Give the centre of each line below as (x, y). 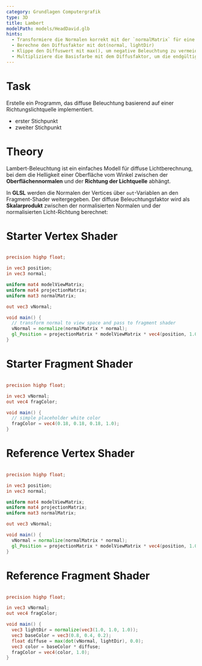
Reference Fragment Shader (78, 576)
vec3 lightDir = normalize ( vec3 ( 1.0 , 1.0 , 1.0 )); (75, 630)
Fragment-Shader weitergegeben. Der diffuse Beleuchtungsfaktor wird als (98, 199)
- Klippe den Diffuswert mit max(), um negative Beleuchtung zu (94, 51)
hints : (14, 34)
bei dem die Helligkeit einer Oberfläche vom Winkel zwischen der (87, 174)
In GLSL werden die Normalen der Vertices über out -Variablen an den (92, 192)
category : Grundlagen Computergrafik (54, 12)
